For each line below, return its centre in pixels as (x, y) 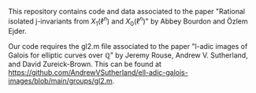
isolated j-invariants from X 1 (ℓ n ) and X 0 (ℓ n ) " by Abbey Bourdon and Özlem (128, 21)
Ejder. (17, 32)
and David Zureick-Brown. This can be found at (85, 64)
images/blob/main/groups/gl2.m (60, 81)
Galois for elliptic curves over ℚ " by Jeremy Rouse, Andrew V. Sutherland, (128, 55)
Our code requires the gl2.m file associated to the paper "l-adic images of (128, 46)
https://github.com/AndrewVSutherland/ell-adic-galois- (98, 73)
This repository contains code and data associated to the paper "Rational (127, 11)
